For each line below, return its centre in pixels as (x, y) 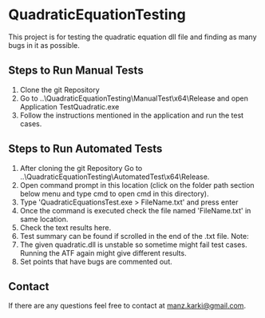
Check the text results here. (65, 227)
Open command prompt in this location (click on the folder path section (137, 185)
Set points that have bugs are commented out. (96, 261)
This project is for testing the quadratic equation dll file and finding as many (132, 37)
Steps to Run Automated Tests (85, 149)
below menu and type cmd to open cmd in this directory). (114, 193)
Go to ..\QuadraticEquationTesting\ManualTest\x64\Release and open (134, 98)
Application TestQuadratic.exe (69, 106)
